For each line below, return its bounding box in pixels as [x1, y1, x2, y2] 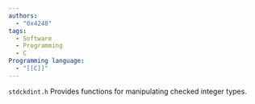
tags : [8, 27, 27, 35]
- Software [15, 34, 52, 43]
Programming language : [8, 57, 85, 65]
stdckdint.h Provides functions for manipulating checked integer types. [8, 86, 248, 96]
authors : [8, 11, 38, 20]
